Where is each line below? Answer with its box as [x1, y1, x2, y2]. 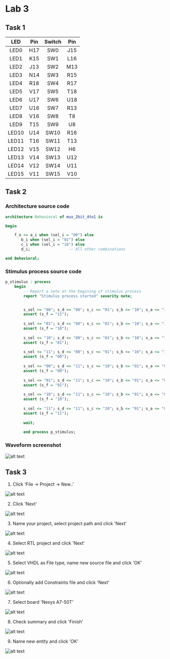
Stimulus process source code [5, 268, 82, 275]
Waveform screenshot [5, 442, 62, 449]
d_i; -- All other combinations [21, 247, 125, 252]
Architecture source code [5, 203, 70, 210]
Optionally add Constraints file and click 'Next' [12, 579, 110, 585]
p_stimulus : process [5, 279, 51, 284]
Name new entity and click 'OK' [12, 638, 78, 644]
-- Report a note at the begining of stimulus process [23, 288, 142, 294]
